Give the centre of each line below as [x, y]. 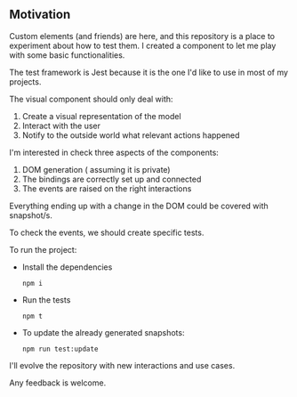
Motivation [40, 15]
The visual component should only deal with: [91, 99]
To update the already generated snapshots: [103, 332]
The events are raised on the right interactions [107, 188]
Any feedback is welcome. [58, 383]
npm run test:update [60, 349]
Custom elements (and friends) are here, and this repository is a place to [142, 36]
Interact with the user [61, 126]
